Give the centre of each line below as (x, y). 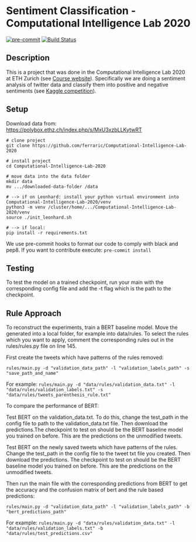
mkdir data (19, 181)
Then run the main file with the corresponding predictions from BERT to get (97, 484)
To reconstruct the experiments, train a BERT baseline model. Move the (92, 327)
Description (28, 58)
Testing (20, 268)
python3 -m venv (26, 207)
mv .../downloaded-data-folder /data (52, 187)
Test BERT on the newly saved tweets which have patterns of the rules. (92, 448)
